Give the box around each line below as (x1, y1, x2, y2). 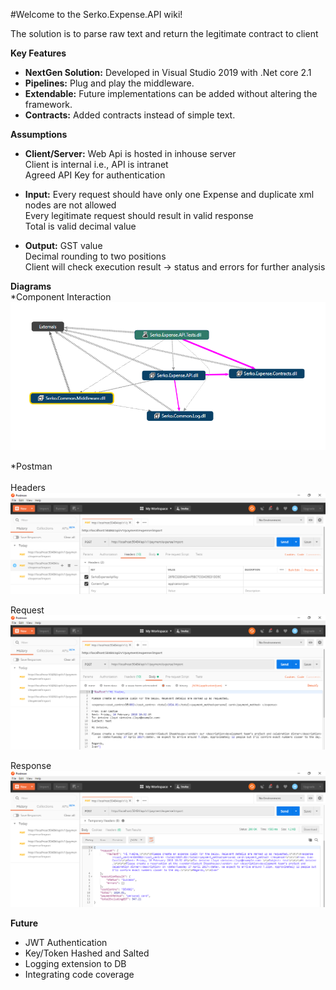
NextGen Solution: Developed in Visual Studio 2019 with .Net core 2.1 (24, 67, 312, 78)
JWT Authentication (24, 937, 108, 949)
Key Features (10, 47, 67, 59)
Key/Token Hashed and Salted (24, 947, 150, 959)
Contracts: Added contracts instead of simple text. (24, 109, 236, 121)
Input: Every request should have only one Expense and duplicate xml (24, 189, 315, 200)
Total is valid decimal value (24, 220, 137, 232)
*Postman (10, 460, 53, 473)
